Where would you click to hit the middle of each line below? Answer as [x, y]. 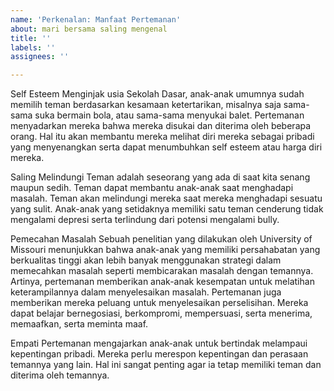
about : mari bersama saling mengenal [89, 29]
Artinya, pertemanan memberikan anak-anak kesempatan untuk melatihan [162, 282]
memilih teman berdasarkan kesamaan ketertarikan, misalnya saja [146, 105]
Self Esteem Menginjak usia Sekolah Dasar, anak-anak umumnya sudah [157, 94]
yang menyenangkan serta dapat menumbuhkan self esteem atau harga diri [166, 147]
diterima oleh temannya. [60, 375]
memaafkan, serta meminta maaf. [79, 324]
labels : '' [33, 47]
